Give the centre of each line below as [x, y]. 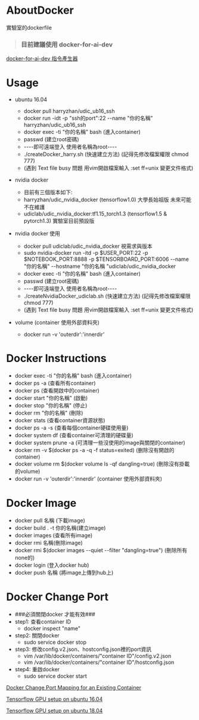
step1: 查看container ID [43, 621]
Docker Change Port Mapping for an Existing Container [74, 687]
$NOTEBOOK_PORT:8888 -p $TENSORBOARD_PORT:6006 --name [106, 259]
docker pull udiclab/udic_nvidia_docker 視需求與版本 [88, 246]
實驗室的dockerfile [29, 27]
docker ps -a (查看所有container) [55, 383]
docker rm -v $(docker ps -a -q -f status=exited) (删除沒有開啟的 [94, 450]
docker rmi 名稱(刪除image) [49, 543]
